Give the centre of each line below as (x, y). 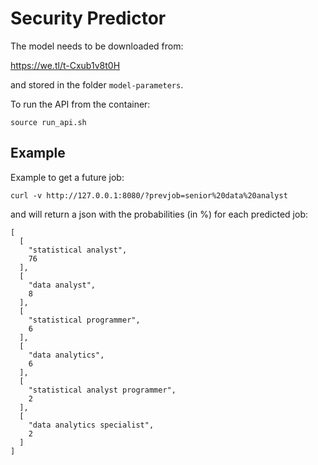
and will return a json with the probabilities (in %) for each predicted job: (159, 214)
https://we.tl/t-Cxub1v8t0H (65, 65)
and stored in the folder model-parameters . (97, 84)
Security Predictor (88, 18)
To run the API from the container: (80, 104)
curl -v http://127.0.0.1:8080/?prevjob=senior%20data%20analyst (149, 195)
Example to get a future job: (67, 177)
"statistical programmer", (84, 320)
